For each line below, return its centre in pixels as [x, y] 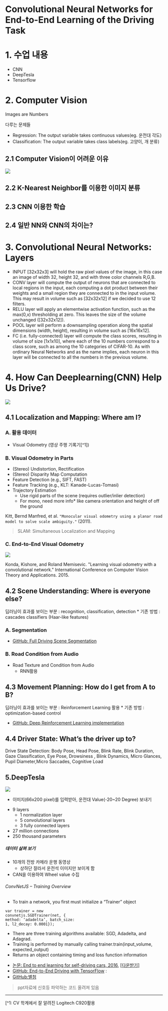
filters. [19, 304]
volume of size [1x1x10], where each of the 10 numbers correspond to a [86, 341]
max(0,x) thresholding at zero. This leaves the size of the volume [79, 314]
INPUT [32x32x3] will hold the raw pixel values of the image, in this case [87, 272]
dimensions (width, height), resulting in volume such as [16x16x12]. [81, 330]
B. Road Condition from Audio [42, 654]
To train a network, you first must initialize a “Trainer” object [74, 902]
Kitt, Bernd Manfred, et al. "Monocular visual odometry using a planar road [84, 516]
